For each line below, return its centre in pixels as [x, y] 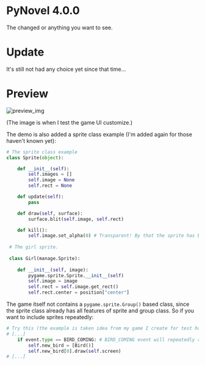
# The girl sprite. [34, 247]
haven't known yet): [31, 140]
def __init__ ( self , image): [53, 270]
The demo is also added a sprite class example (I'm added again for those [99, 134]
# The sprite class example [42, 152]
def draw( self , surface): [50, 213]
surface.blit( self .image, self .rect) [76, 219]
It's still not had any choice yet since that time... [66, 69]
